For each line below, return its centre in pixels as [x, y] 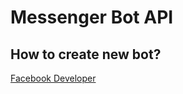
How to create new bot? [86, 54]
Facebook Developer [53, 78]
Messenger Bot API [92, 17]
